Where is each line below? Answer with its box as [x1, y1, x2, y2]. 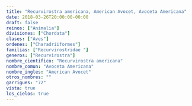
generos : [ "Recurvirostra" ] [6, 52, 76, 58]
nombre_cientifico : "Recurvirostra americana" [6, 58, 123, 64]
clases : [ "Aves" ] [6, 36, 49, 42]
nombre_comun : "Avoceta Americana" [6, 63, 94, 69]
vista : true [6, 85, 36, 91]
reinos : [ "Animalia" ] [6, 25, 60, 31]
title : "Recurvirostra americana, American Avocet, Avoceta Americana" [6, 8, 187, 15]
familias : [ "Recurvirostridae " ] [6, 47, 89, 53]
